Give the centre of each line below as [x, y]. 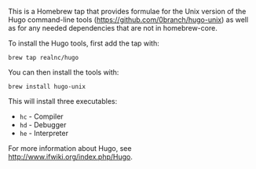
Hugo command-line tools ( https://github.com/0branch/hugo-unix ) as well [128, 20]
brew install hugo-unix [47, 86]
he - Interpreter [44, 133]
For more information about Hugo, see [70, 148]
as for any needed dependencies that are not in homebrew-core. [113, 28]
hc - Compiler [42, 116]
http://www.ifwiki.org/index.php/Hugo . [71, 157]
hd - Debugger [43, 125]
